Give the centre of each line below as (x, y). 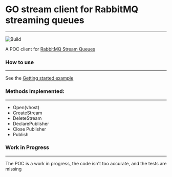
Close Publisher (29, 129)
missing (14, 169)
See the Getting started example (39, 78)
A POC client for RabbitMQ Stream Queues (50, 49)
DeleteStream (27, 118)
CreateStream (27, 113)
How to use (20, 62)
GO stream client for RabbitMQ (72, 9)
